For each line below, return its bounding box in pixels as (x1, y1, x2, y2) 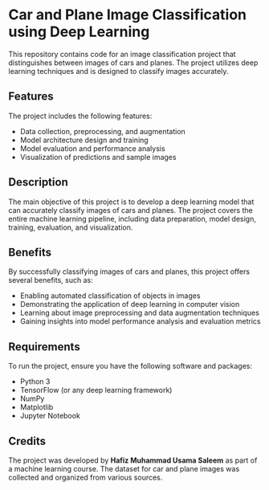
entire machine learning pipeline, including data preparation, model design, (8, 214, 257, 223)
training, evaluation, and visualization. (8, 223, 133, 232)
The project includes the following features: (8, 111, 153, 120)
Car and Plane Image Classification (8, 6, 247, 24)
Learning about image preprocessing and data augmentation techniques (19, 308, 259, 318)
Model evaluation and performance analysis (19, 143, 166, 153)
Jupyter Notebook (19, 411, 80, 421)
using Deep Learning (8, 22, 150, 41)
